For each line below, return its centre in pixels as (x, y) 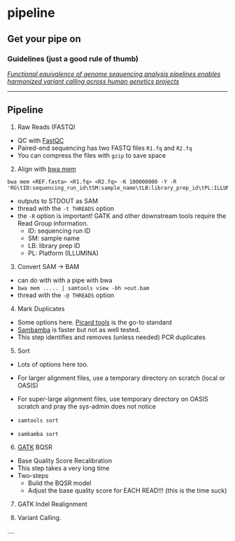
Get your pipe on (44, 39)
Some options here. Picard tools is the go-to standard (95, 322)
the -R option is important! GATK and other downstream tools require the (122, 216)
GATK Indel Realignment (52, 504)
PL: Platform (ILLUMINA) (63, 253)
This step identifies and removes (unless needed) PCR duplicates (112, 337)
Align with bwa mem (47, 169)
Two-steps (33, 475)
